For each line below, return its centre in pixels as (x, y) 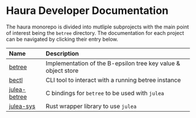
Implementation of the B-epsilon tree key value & (113, 63)
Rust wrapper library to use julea (91, 106)
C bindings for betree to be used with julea (105, 93)
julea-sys (22, 106)
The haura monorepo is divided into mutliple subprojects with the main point (98, 27)
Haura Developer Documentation (87, 11)
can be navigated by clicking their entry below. (62, 39)
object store (62, 70)
